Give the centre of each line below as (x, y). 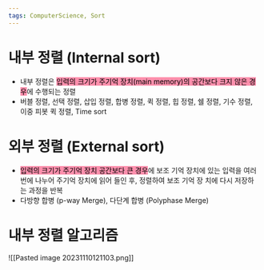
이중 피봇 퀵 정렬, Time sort (63, 111)
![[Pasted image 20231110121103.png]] (71, 258)
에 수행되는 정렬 (51, 91)
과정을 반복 (46, 190)
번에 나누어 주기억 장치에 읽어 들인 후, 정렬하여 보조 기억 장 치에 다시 (126, 180)
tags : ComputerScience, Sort (57, 16)
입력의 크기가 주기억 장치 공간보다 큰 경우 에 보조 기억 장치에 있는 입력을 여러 (138, 170)
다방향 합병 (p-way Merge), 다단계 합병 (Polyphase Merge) (114, 200)
